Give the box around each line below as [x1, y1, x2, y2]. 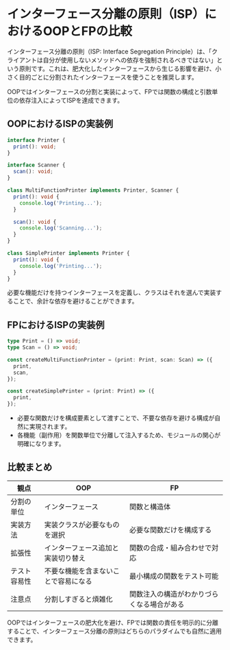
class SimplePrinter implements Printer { [7, 250, 130, 257]
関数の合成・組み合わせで [129, 542, 212, 552]
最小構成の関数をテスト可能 [129, 571, 219, 581]
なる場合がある [136, 599, 185, 609]
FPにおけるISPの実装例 [7, 319, 105, 331]
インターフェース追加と [44, 542, 120, 552]
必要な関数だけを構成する [129, 525, 212, 534]
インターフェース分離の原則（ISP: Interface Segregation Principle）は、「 [7, 47, 212, 55]
